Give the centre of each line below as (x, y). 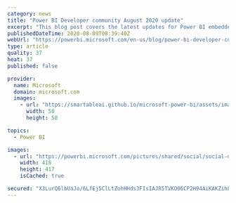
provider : (22, 79)
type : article (28, 46)
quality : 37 (25, 53)
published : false (33, 66)
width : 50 (40, 112)
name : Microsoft (37, 85)
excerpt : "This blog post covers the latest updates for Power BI (106, 27)
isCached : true (42, 176)
